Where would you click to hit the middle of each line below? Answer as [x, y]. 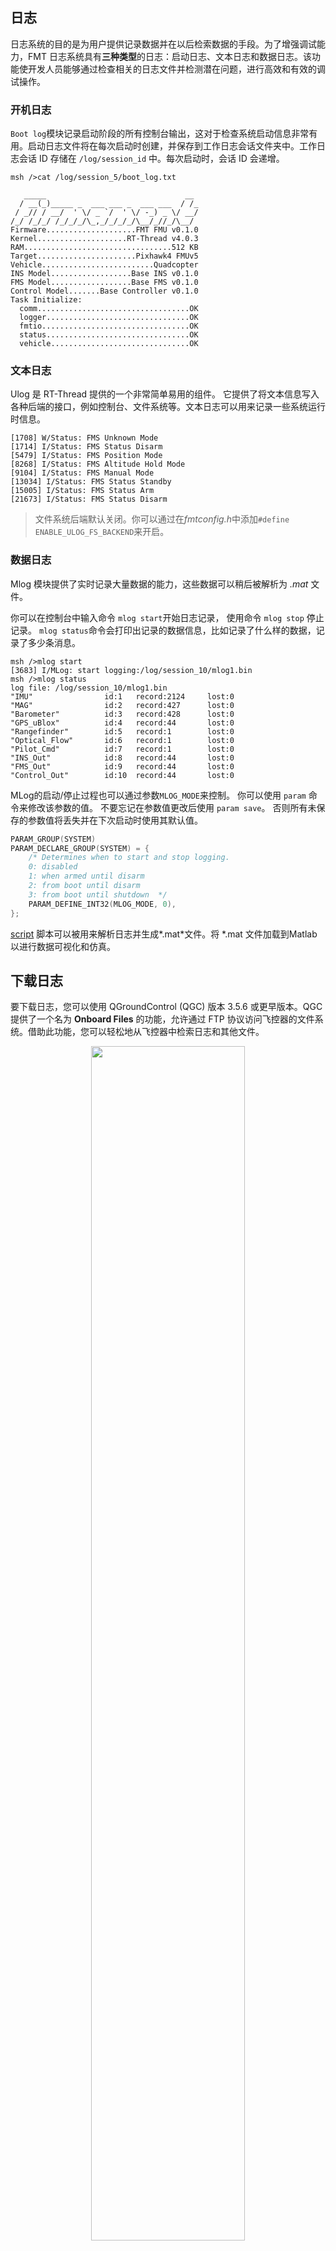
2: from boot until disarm [84, 886]
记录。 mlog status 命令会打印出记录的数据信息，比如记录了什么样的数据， [163, 630]
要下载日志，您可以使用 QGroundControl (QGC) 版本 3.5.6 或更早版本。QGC [166, 1007]
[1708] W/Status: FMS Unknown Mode [84, 438]
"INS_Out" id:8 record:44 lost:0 [122, 758]
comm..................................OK [109, 309]
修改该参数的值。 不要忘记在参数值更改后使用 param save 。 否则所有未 [172, 807]
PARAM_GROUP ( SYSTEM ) [53, 839]
